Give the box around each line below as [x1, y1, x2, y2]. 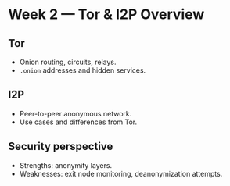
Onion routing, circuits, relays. [19, 57, 117, 66]
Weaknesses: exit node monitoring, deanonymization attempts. [19, 169, 223, 178]
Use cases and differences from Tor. [19, 117, 138, 127]
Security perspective [8, 140, 113, 153]
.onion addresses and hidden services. [19, 66, 146, 75]
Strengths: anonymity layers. [19, 160, 112, 170]
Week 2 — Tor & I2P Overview [8, 5, 205, 23]
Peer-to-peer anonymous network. [19, 109, 132, 118]
